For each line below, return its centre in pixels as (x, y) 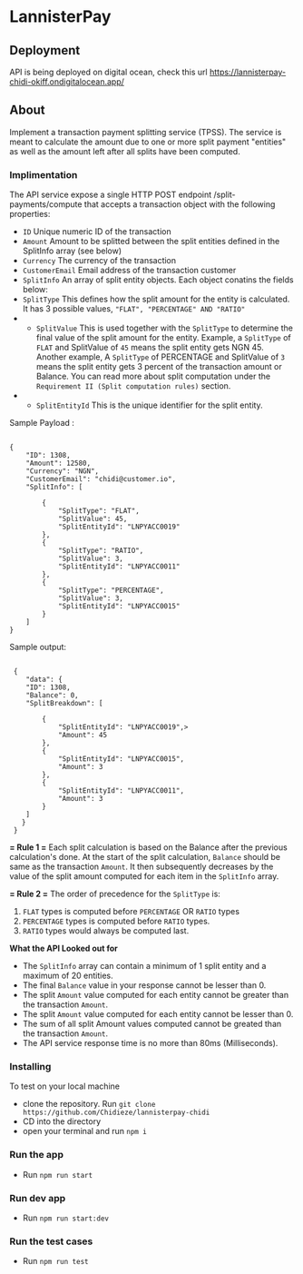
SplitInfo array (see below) (72, 251)
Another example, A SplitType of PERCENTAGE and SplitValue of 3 (161, 357)
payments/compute (46, 204)
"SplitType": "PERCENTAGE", (111, 591)
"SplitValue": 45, (93, 519)
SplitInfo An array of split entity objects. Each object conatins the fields (158, 280)
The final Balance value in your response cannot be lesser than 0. (144, 985)
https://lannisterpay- (248, 72)
